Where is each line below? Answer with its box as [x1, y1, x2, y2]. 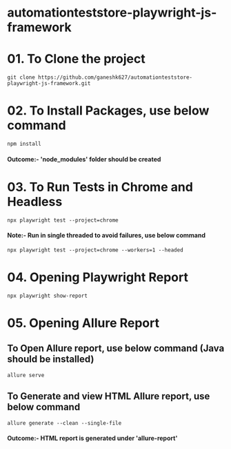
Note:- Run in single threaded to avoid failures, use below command [7, 231, 205, 240]
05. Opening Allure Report [7, 315, 160, 331]
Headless [7, 193, 63, 209]
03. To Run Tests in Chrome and [7, 179, 193, 195]
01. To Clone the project [7, 51, 146, 67]
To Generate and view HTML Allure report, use [7, 390, 210, 402]
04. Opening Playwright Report [7, 269, 188, 285]
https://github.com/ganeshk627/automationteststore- [37, 74, 193, 81]
